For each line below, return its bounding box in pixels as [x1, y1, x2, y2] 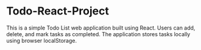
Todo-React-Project [6, 4, 110, 18]
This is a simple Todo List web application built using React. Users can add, [6, 24, 196, 31]
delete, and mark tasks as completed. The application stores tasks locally [6, 30, 191, 37]
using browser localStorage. [6, 37, 77, 44]
